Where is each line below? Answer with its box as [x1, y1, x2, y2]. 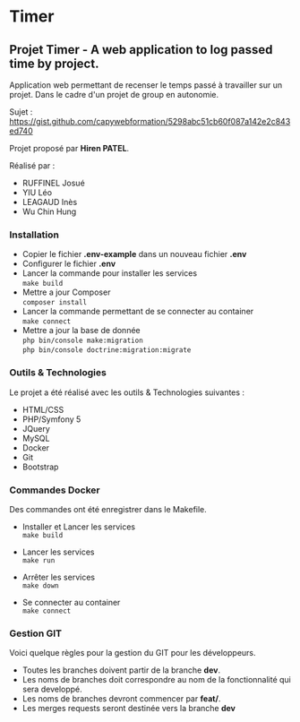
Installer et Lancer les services [21, 521, 136, 532]
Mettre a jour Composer [21, 287, 111, 297]
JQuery [21, 423, 51, 434]
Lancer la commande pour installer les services [21, 268, 198, 279]
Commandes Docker [9, 484, 100, 496]
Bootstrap [21, 461, 59, 472]
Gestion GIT [9, 627, 63, 640]
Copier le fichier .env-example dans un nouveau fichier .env [21, 249, 247, 260]
